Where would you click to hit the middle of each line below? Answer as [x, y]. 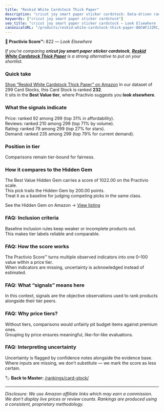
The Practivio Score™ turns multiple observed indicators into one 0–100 [76, 257]
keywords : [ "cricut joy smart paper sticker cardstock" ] [64, 19]
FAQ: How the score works [37, 246]
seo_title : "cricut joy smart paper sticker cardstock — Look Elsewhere [81, 23]
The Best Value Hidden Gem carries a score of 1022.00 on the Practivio [77, 180]
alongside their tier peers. [31, 301]
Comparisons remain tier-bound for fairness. [50, 157]
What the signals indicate [36, 108]
